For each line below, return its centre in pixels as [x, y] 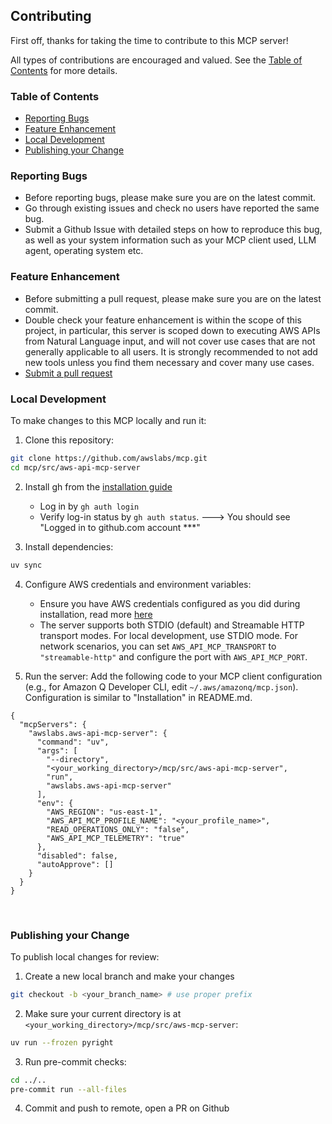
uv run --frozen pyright [62, 1042]
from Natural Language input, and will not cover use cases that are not [170, 341]
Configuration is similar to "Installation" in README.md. [138, 697]
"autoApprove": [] [75, 864]
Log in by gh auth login [89, 506]
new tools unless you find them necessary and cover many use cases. [169, 362]
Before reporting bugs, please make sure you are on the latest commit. [170, 198]
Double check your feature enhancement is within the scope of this [163, 320]
